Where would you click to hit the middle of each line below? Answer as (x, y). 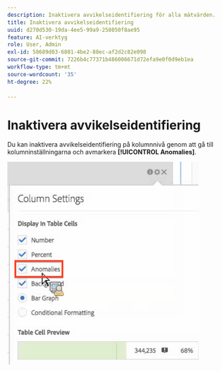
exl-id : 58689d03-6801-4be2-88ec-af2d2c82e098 (77, 52)
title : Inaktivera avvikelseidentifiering (70, 22)
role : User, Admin (34, 45)
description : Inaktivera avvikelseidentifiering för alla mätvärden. (112, 15)
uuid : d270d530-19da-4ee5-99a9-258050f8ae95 (74, 30)
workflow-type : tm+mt (39, 67)
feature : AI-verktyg (38, 37)
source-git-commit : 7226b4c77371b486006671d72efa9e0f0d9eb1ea (100, 60)
